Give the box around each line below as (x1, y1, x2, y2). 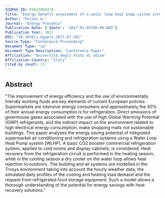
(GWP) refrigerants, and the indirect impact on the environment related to (5, 119, 154, 125)
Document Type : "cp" (5, 44, 48, 49)
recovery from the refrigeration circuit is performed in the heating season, (5, 150, 155, 156)
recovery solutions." (5, 187, 46, 193)
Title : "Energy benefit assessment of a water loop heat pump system (5, 12, 151, 17)
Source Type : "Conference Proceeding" (5, 39, 84, 44)
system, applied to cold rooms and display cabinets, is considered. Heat (5, 145, 151, 151)
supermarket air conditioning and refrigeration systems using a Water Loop (5, 135, 157, 141)
